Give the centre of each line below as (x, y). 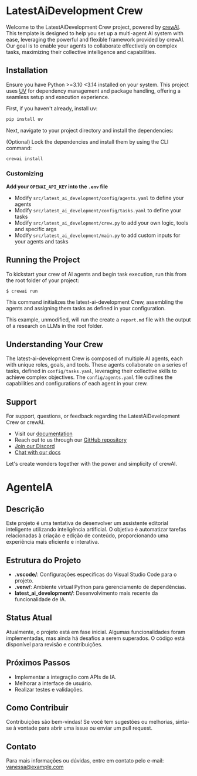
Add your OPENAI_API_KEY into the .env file (57, 187)
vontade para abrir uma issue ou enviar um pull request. (85, 728)
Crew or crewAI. (26, 422)
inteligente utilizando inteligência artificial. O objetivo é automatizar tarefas (96, 530)
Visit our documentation (44, 434)
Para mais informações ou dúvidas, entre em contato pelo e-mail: (85, 761)
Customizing (25, 174)
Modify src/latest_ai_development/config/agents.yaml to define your (99, 198)
